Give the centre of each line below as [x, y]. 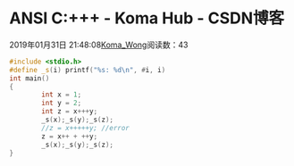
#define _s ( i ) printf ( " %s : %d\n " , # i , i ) [88, 70]
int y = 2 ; [62, 104]
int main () [29, 78]
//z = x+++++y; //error [85, 128]
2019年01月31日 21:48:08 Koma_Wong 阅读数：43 [99, 45]
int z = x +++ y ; [70, 112]
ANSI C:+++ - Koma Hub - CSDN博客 [147, 18]
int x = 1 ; [62, 95]
